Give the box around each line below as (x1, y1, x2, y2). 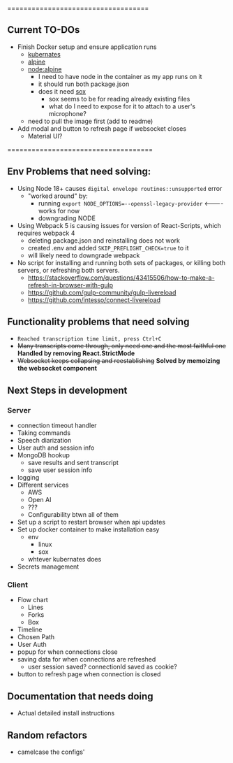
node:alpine (27, 64, 62, 73)
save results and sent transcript (27, 459, 119, 467)
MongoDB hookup (17, 451, 70, 459)
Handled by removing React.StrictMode (17, 349, 135, 357)
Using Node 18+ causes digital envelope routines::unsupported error (17, 184, 223, 192)
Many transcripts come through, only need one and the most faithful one (17, 342, 227, 350)
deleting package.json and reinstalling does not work (27, 236, 180, 245)
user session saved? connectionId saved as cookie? (27, 662, 178, 671)
